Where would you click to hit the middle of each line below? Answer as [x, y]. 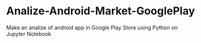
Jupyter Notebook [29, 33]
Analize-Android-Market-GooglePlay [101, 11]
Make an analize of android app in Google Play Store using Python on [92, 27]
